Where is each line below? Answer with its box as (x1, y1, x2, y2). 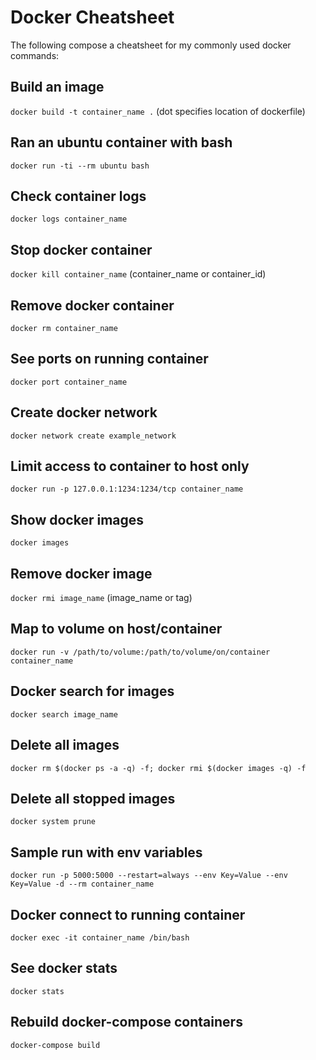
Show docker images (10, 511, 145, 528)
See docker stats (10, 960, 118, 977)
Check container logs (10, 187, 147, 205)
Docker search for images (10, 683, 175, 700)
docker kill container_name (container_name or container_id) (10, 268, 267, 280)
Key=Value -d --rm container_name (10, 879, 155, 890)
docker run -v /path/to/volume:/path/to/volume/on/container (10, 647, 271, 657)
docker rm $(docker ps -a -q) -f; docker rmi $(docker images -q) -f (10, 763, 307, 773)
